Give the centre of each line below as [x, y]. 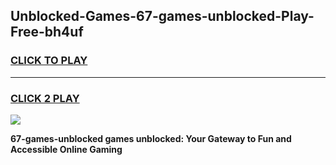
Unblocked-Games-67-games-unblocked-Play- [162, 16]
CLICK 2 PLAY [45, 98]
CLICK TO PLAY [49, 61]
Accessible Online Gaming [66, 149]
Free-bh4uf [47, 32]
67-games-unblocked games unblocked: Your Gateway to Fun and [151, 138]
